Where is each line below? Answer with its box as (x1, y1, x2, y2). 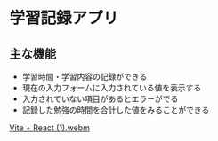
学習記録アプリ (9, 8, 119, 28)
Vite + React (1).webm (9, 122, 91, 133)
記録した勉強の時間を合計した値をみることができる (21, 105, 210, 115)
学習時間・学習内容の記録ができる (21, 72, 148, 82)
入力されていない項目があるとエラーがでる (21, 94, 179, 104)
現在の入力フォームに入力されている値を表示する (21, 82, 202, 93)
